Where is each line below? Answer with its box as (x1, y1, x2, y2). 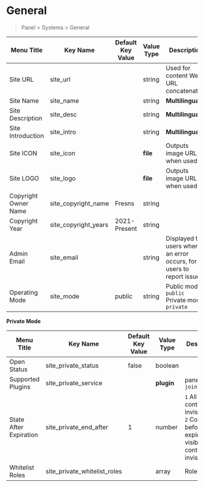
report (166, 272, 184, 281)
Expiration (9, 430, 38, 439)
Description (9, 114, 42, 122)
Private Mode (6, 317, 41, 324)
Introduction (9, 131, 44, 140)
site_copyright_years (49, 220, 109, 229)
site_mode (49, 292, 80, 300)
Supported (9, 375, 40, 384)
